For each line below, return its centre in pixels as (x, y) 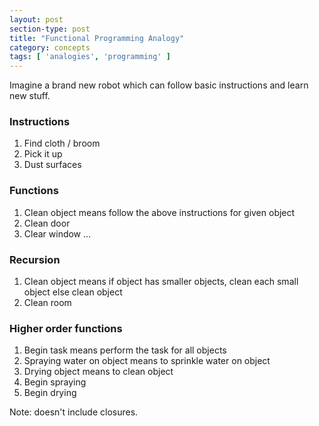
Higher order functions (66, 328)
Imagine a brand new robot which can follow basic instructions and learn (159, 85)
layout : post (36, 19)
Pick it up (43, 154)
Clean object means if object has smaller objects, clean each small (161, 282)
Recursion (35, 259)
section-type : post (50, 29)
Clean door (47, 223)
